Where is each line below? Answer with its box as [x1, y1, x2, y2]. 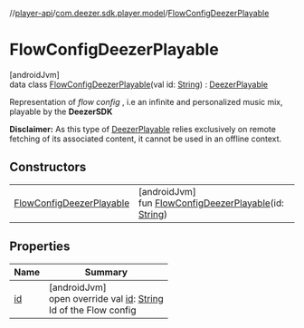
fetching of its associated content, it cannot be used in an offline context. [9, 133, 282, 144]
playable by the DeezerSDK [9, 106, 113, 117]
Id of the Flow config [48, 304, 137, 316]
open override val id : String [48, 292, 165, 304]
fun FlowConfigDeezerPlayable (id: [138, 197, 285, 209]
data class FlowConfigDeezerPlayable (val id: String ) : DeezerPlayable [9, 79, 269, 90]
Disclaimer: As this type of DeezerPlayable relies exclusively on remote [9, 123, 276, 134]
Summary [84, 265, 128, 278]
